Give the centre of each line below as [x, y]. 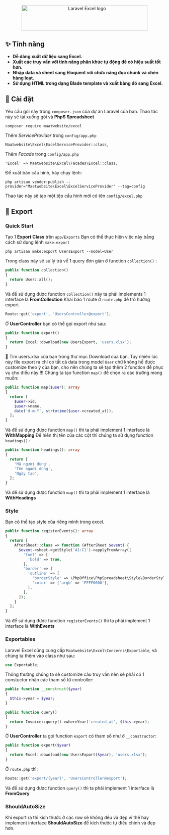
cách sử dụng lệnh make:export [37, 242]
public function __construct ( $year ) [44, 689]
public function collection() [37, 270]
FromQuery [17, 793]
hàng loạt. [23, 78]
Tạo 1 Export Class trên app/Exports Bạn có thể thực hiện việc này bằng [80, 237]
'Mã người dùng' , [32, 464]
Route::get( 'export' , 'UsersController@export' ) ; [58, 314]
